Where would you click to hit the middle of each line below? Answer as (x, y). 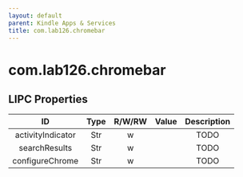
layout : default (35, 16)
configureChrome (46, 161)
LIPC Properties (48, 99)
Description (207, 122)
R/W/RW (131, 122)
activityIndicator (45, 135)
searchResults (46, 148)
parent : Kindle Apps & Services (62, 23)
